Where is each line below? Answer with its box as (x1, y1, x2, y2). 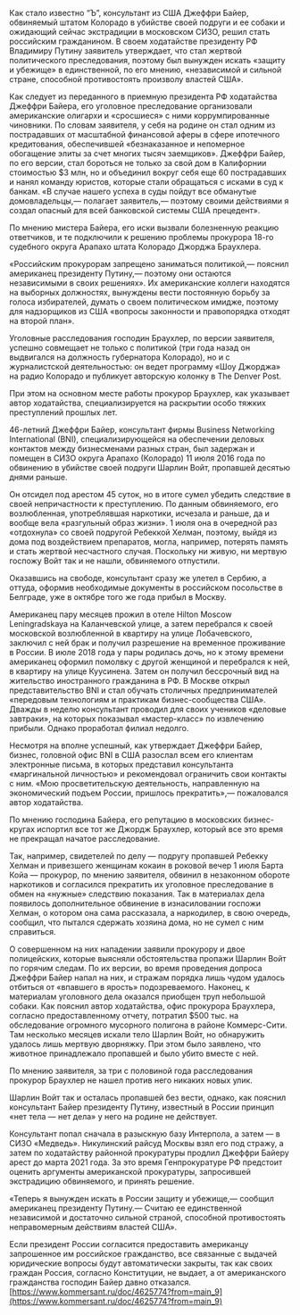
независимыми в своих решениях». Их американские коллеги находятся (9, 278, 290, 288)
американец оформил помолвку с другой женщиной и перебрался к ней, (9, 656, 290, 667)
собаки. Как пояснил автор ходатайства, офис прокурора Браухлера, (9, 1001, 276, 1011)
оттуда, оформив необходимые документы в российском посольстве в (9, 582, 283, 593)
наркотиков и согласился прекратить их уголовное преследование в (9, 879, 274, 889)
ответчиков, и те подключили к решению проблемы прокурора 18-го (9, 232, 274, 242)
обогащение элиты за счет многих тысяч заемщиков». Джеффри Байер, (9, 148, 286, 159)
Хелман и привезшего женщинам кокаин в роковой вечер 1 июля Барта (9, 861, 284, 870)
